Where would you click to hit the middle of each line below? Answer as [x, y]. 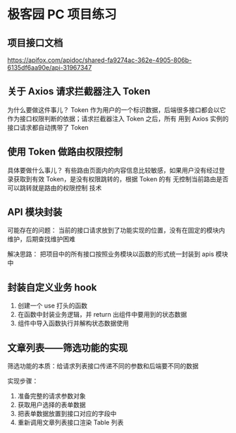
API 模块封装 [35, 212]
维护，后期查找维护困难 [41, 239]
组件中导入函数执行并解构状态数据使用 [73, 323]
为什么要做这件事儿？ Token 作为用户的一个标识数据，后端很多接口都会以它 [117, 109]
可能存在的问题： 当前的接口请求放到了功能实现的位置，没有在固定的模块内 [116, 231]
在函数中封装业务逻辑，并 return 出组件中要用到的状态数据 [102, 315]
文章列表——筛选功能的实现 [68, 347]
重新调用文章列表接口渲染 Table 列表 [70, 422]
